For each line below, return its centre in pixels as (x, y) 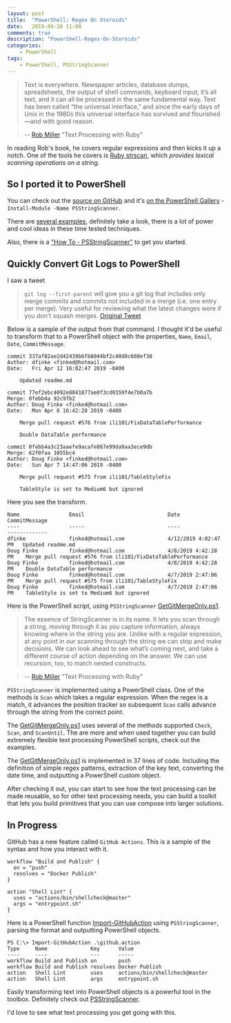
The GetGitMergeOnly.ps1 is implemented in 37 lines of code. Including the (113, 761)
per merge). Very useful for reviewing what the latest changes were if (123, 308)
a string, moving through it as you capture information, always (112, 627)
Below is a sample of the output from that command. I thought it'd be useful (114, 329)
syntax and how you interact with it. (58, 849)
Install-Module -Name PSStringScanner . (64, 208)
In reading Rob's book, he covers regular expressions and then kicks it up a (114, 148)
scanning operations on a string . (53, 162)
